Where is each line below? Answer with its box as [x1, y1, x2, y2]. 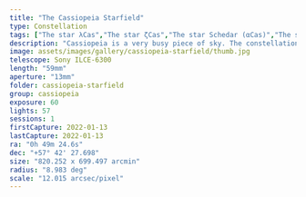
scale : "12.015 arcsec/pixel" [9, 173, 125, 182]
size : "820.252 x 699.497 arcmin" [9, 156, 141, 166]
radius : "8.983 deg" [9, 165, 88, 174]
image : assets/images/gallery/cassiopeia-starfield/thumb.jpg [9, 47, 250, 56]
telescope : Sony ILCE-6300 [9, 55, 112, 64]
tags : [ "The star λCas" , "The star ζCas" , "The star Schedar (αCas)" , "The [9, 30, 291, 39]
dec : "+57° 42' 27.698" [9, 148, 100, 157]
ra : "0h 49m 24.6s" [9, 140, 84, 149]
